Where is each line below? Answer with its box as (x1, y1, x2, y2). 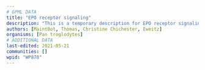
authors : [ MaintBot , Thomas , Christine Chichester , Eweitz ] (6, 26, 163, 32)
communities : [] (6, 49, 48, 55)
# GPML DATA (6, 9, 37, 15)
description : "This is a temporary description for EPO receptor (6, 20, 176, 26)
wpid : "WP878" (6, 54, 43, 60)
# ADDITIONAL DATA (6, 37, 53, 43)
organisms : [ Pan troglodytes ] (6, 32, 84, 38)
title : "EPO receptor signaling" (6, 15, 92, 21)
